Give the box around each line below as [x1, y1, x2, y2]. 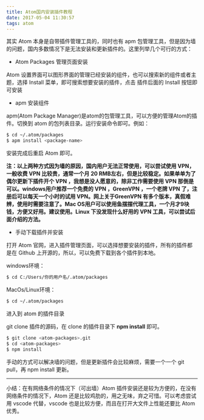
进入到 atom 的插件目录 [6, 310, 65, 317]
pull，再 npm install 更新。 [6, 366, 72, 373]
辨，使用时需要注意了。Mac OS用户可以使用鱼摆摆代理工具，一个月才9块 [6, 200, 189, 208]
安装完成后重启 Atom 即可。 [6, 150, 76, 157]
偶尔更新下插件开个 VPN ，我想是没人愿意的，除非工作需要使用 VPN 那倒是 [6, 178, 194, 185]
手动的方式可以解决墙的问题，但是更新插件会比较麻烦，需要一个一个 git [6, 358, 185, 365]
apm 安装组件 [15, 99, 50, 107]
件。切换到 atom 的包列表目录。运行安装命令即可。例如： [6, 120, 150, 127]
